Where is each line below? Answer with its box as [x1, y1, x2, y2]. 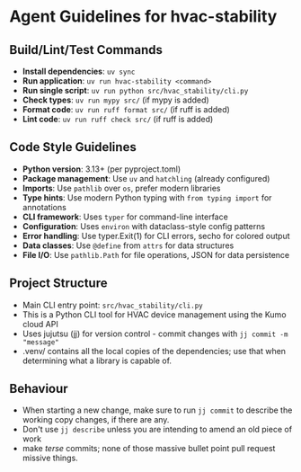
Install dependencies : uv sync [22, 66, 136, 76]
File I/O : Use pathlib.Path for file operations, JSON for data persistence [22, 249, 290, 260]
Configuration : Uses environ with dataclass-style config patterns [22, 220, 266, 231]
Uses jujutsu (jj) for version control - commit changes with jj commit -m [22, 328, 288, 339]
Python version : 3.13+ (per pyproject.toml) [22, 164, 181, 174]
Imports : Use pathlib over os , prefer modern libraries [22, 183, 221, 193]
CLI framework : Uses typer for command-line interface [22, 211, 229, 222]
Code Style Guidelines [9, 139, 137, 155]
